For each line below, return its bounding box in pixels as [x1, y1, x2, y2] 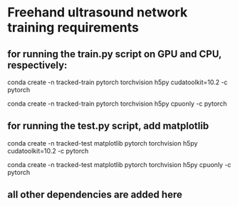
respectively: [7, 59, 68, 71]
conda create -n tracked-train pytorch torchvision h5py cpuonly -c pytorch [7, 99, 227, 108]
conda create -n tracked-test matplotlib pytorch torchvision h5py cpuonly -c [7, 160, 232, 168]
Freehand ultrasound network [7, 4, 187, 21]
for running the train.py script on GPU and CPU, [7, 48, 222, 60]
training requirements [7, 19, 139, 36]
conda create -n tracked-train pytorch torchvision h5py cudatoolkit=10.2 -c [7, 78, 228, 86]
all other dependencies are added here [7, 188, 183, 201]
